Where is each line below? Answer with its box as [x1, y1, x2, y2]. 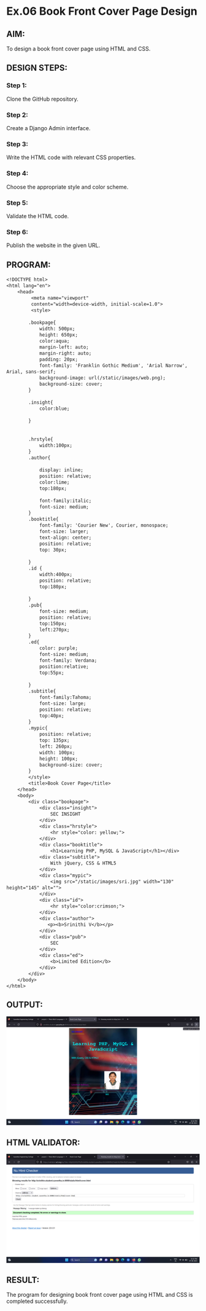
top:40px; [39, 713, 64, 719]
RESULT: [6, 1275, 40, 1285]
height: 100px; [39, 756, 78, 762]
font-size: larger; [39, 528, 89, 534]
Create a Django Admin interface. [6, 124, 91, 131]
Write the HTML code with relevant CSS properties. [6, 154, 136, 161]
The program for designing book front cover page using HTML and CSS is [6, 1291, 193, 1299]
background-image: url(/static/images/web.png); [39, 375, 166, 381]
